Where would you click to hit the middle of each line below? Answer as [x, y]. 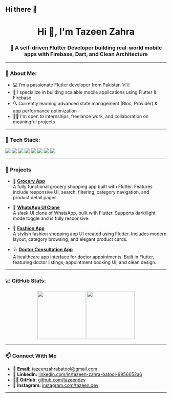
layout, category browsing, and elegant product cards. [70, 239]
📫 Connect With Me [31, 356]
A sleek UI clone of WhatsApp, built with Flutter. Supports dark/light [84, 213]
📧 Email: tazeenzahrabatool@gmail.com [55, 369]
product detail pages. [35, 197]
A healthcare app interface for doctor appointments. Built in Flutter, [83, 257]
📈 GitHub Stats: [26, 280]
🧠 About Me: [21, 73]
